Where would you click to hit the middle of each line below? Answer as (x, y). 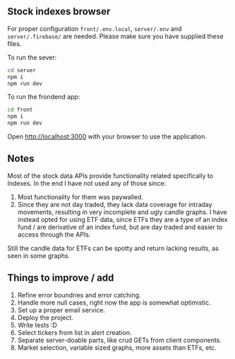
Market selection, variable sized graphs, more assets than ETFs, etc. (117, 347)
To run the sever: (32, 57)
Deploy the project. (46, 317)
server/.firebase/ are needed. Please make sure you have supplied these (115, 36)
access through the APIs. (54, 234)
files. (14, 43)
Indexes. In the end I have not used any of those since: (87, 183)
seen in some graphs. (39, 255)
